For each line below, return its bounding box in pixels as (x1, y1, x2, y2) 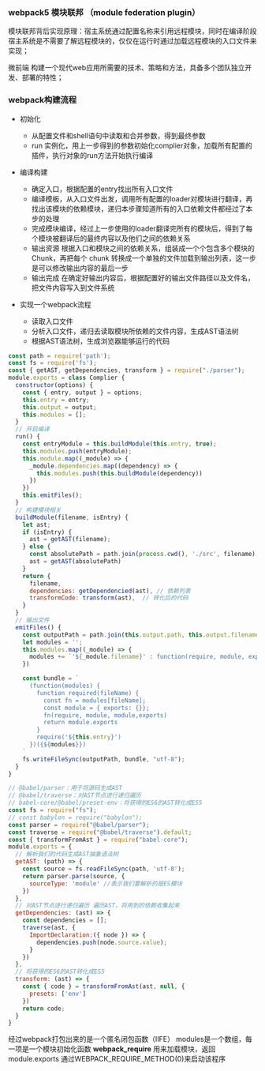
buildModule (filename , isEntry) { (15, 513, 129, 521)
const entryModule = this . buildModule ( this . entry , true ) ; (22, 440, 217, 448)
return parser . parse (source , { (22, 872, 125, 880)
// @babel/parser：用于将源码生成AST (8, 784, 123, 792)
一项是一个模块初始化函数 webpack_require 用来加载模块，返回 (8, 1044, 216, 1054)
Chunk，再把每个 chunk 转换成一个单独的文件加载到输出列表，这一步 (31, 253, 256, 262)
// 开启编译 (15, 425, 50, 434)
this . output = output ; (22, 403, 97, 411)
